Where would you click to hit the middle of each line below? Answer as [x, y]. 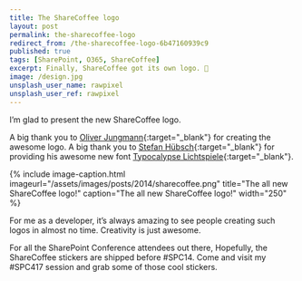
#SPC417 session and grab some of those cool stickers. [113, 266]
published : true [40, 52]
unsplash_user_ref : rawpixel [64, 93]
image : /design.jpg [46, 77]
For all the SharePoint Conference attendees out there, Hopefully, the [139, 247]
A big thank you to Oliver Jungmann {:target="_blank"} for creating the [141, 137]
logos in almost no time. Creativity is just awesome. [105, 230]
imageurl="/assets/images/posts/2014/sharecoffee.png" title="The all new [149, 183]
